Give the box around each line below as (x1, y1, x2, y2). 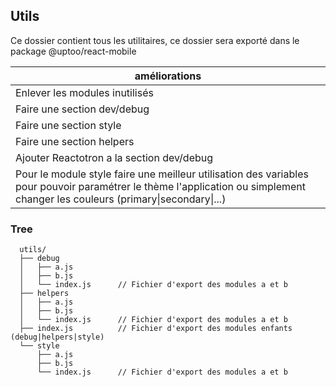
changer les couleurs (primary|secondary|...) (15, 192, 227, 206)
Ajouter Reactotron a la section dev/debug (15, 150, 214, 164)
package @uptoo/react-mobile (10, 45, 137, 57)
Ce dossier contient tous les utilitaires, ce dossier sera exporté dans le (10, 34, 300, 46)
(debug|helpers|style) (10, 332, 105, 343)
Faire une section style (15, 118, 122, 132)
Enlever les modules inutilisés (15, 85, 154, 99)
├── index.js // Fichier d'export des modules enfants (19, 324, 293, 334)
